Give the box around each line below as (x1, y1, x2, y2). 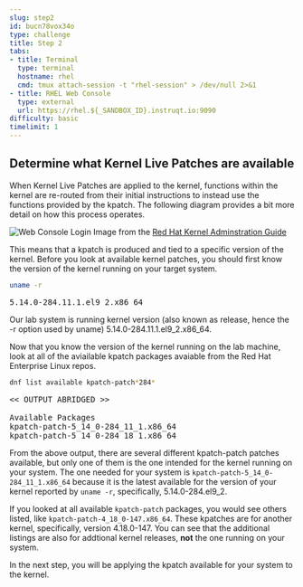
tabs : (9, 47, 30, 56)
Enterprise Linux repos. (9, 360, 97, 371)
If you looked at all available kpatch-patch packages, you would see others (9, 503, 288, 514)
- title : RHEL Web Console (9, 89, 111, 98)
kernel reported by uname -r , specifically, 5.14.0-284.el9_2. (9, 486, 228, 497)
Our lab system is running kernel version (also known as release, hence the (9, 314, 289, 325)
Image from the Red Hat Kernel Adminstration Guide (93, 226, 287, 237)
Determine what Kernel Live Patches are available (9, 156, 295, 172)
